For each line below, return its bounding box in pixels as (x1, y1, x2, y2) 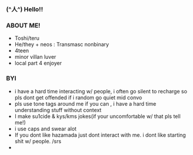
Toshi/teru (14, 35, 40, 42)
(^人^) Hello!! (6, 5, 43, 13)
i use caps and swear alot (14, 125, 77, 132)
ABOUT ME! (6, 21, 41, 29)
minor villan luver (14, 53, 57, 60)
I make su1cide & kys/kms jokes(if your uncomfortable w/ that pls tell (14, 113, 181, 120)
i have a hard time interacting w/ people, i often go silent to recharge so (14, 87, 188, 95)
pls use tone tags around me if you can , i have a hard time (14, 100, 157, 107)
